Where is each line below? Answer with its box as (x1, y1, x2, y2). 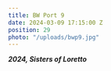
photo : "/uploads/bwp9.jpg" (8, 33, 100, 41)
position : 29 (8, 26, 51, 34)
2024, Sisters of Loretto (8, 55, 88, 64)
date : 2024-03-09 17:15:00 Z (8, 19, 103, 27)
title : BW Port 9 (8, 11, 65, 20)
